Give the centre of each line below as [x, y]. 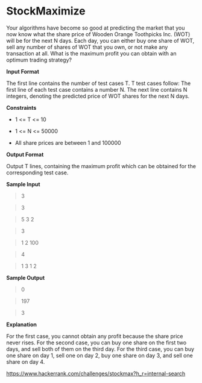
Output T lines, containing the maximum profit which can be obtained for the [101, 166]
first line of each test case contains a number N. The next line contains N [97, 89]
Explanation [22, 324]
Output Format [25, 154]
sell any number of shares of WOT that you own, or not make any [87, 47]
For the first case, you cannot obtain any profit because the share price [95, 336]
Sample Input [23, 184]
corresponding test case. [37, 173]
